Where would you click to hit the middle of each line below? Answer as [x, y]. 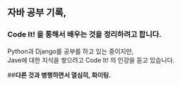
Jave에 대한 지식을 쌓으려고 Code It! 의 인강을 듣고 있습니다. [91, 60]
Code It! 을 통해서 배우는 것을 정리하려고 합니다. [84, 35]
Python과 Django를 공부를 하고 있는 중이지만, [71, 51]
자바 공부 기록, [37, 13]
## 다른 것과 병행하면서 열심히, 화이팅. [59, 75]
